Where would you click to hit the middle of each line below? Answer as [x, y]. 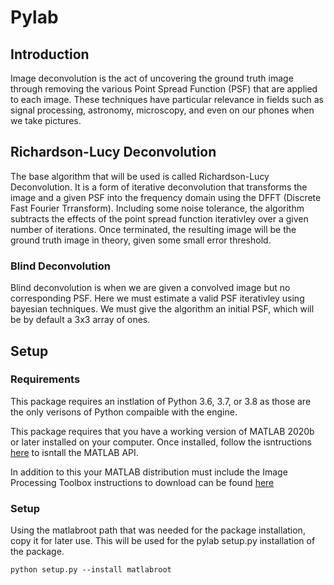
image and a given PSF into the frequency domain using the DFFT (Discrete [166, 197]
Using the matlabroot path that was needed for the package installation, [158, 530]
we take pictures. [46, 120]
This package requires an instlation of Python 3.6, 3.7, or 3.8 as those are [161, 401]
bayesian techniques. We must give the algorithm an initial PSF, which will [162, 309]
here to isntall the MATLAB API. [74, 452]
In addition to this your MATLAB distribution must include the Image [149, 472]
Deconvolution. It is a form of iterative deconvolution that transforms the [159, 187]
